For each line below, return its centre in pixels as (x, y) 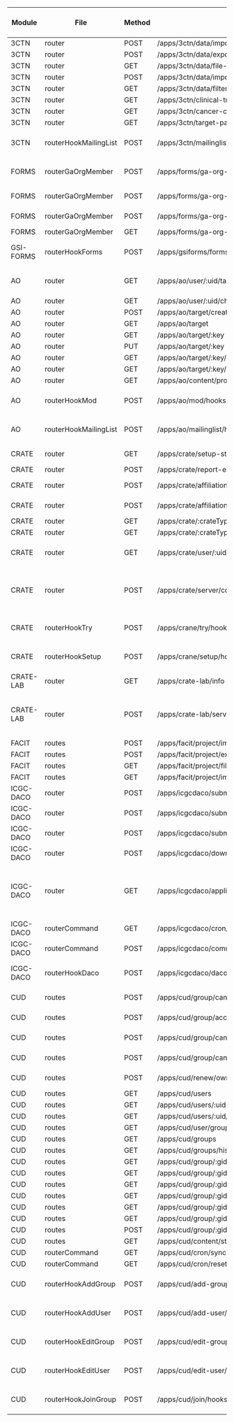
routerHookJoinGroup (80, 1399)
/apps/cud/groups (187, 1139)
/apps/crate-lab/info (191, 681)
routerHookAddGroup (80, 1284)
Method (138, 22)
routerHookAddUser (78, 1313)
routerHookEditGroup (79, 1342)
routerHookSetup (73, 656)
